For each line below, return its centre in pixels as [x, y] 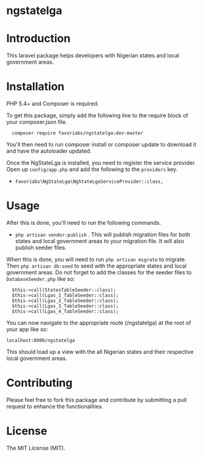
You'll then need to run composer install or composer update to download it [102, 145]
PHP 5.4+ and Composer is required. [53, 104]
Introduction [39, 39]
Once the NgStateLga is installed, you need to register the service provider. [101, 163]
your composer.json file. [37, 122]
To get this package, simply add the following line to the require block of [97, 115]
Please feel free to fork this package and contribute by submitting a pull [97, 400]
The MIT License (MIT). [36, 448]
